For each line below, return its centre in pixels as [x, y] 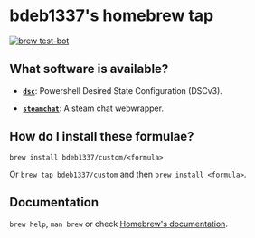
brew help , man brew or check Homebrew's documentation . [119, 224]
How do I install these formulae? [102, 137]
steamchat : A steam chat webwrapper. [93, 108]
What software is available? [89, 69]
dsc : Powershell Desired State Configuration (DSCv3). [123, 90]
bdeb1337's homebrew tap [112, 16]
